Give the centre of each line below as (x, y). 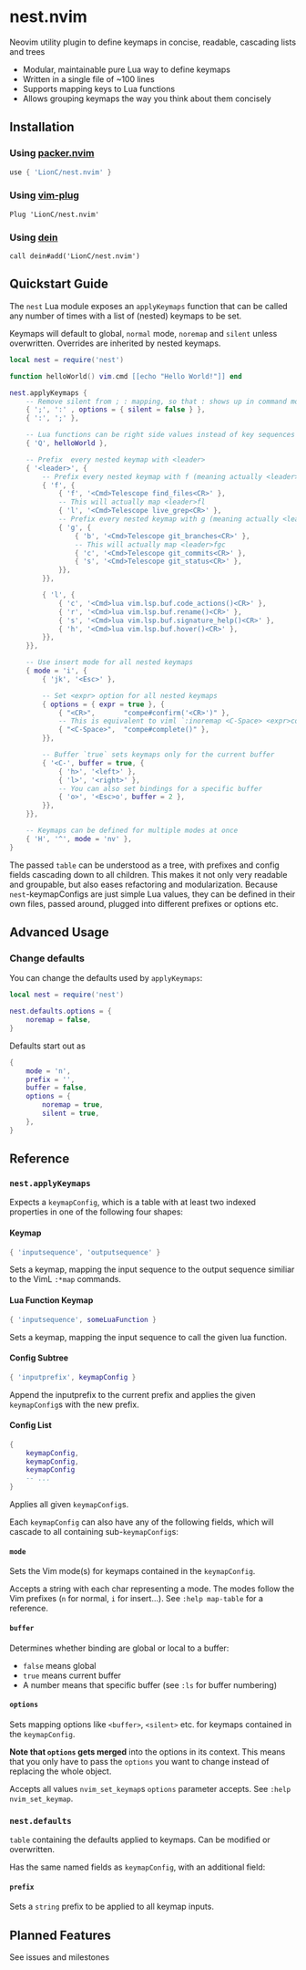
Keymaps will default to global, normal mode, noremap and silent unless (143, 333)
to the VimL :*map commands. (65, 1279)
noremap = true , (73, 1105)
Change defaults (47, 958)
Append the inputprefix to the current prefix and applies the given (133, 1394)
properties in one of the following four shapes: (97, 1212)
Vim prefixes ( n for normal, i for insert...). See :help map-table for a (137, 1599)
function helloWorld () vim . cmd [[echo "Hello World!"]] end (126, 376)
